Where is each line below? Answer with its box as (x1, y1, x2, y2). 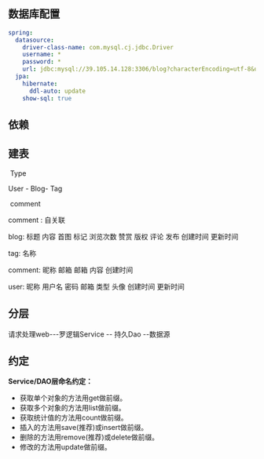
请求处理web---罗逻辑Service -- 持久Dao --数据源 (8, 329, 170, 339)
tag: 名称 (8, 248, 37, 257)
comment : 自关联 (8, 215, 65, 224)
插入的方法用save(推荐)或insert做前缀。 (19, 423, 148, 432)
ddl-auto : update (28, 87, 86, 95)
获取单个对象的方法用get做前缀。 (19, 393, 127, 403)
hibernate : (22, 79, 58, 88)
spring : (8, 28, 34, 37)
